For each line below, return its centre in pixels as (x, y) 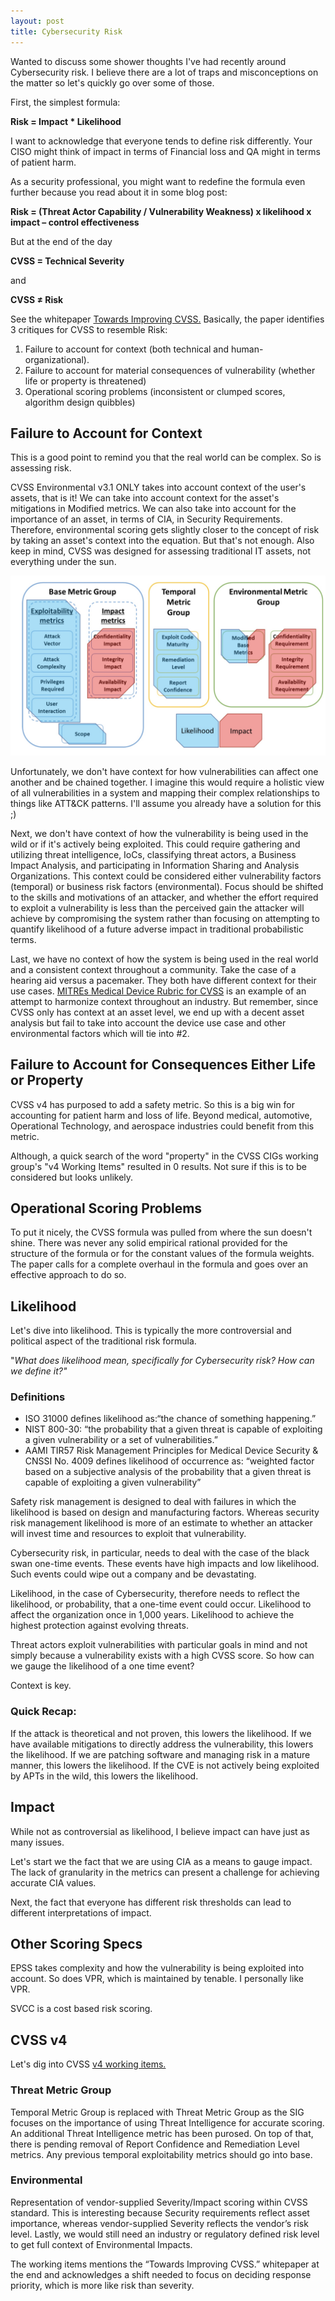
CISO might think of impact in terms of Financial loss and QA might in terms (165, 151)
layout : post (37, 21)
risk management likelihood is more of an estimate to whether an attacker (161, 1523)
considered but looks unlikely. (72, 1177)
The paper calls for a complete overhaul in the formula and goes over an (159, 1264)
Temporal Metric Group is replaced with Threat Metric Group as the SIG (157, 2112)
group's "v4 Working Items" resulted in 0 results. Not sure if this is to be (158, 1166)
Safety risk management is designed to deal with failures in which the (153, 1502)
